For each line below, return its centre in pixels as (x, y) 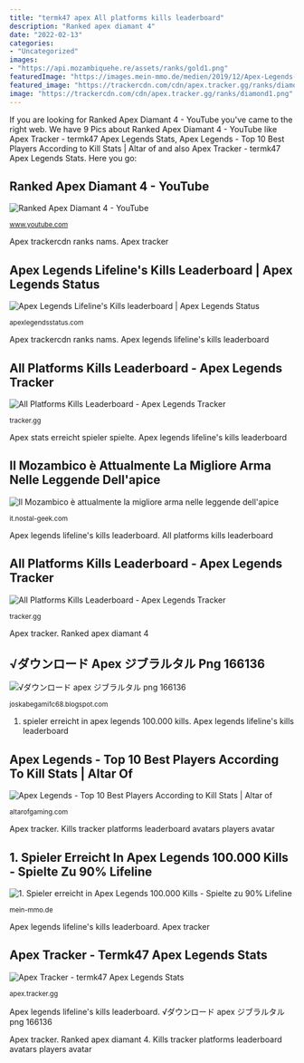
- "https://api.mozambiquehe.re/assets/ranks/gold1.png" (119, 69)
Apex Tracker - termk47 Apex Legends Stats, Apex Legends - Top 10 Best (147, 139)
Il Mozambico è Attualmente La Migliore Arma (140, 466)
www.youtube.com (39, 225)
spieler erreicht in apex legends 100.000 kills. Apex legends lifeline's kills (158, 721)
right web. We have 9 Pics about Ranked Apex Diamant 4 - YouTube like (143, 129)
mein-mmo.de (31, 910)
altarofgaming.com (39, 812)
